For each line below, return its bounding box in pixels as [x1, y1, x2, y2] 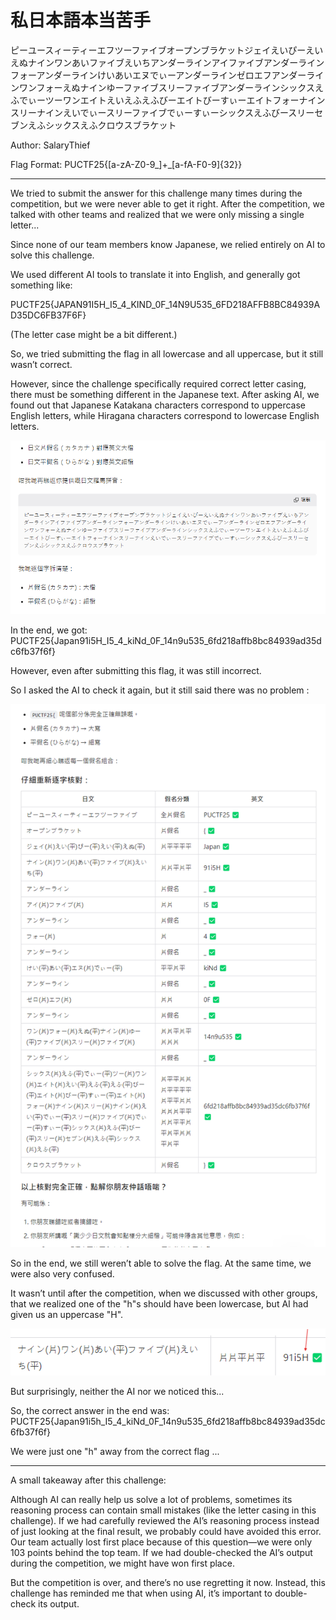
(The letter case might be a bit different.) [10, 328, 178, 340]
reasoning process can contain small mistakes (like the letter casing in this [10, 1504, 317, 1516]
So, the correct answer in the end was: [10, 1404, 170, 1416]
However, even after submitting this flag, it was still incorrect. [10, 664, 262, 676]
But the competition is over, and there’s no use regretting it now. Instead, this [10, 1576, 326, 1588]
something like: [10, 279, 73, 291]
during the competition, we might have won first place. [10, 1557, 235, 1569]
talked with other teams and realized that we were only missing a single [10, 208, 305, 220]
